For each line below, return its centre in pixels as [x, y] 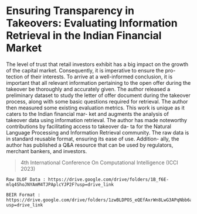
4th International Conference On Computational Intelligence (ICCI [99, 163]
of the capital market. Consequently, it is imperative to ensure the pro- [91, 70]
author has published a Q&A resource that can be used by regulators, [90, 145]
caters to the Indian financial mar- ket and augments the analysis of [87, 114]
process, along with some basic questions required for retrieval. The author [97, 101]
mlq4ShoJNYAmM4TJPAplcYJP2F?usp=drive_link [60, 184]
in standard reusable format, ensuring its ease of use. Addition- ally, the [93, 139]
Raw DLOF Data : [26, 180]
